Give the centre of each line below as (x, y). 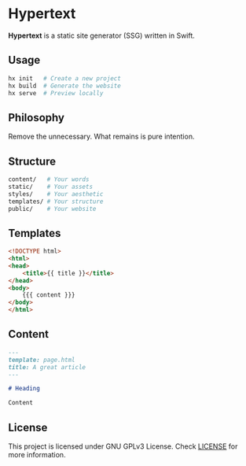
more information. (37, 454)
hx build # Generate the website (65, 86)
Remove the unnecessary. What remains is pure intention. (101, 137)
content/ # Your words (49, 179)
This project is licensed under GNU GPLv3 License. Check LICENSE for (123, 446)
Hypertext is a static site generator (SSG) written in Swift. (101, 35)
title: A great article (47, 367)
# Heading (24, 389)
